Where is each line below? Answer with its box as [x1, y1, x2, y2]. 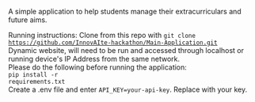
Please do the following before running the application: [8, 62, 188, 72]
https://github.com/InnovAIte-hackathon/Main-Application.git [8, 39, 218, 47]
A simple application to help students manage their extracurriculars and [8, 7, 242, 16]
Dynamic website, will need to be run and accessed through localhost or [8, 46, 244, 55]
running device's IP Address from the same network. [8, 55, 181, 63]
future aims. [8, 15, 48, 25]
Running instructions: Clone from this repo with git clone [8, 31, 196, 40]
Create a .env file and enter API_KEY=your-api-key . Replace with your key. [8, 85, 248, 94]
